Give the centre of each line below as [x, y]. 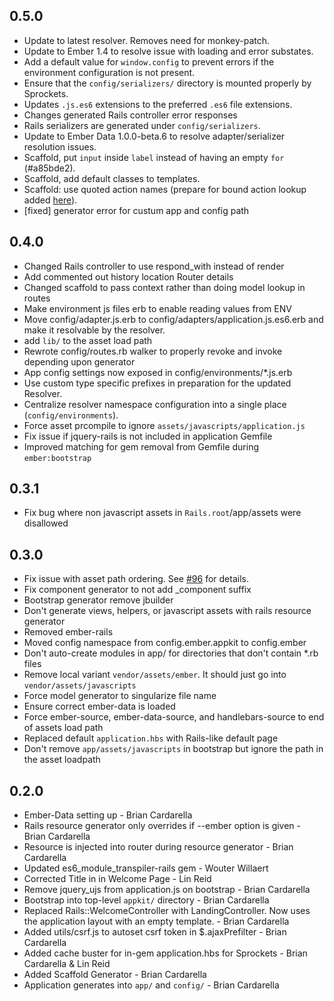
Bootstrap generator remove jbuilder [98, 600]
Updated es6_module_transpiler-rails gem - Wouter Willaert [146, 868]
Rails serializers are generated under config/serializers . [142, 125]
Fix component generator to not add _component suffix [137, 590]
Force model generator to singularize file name [120, 696]
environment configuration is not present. [109, 72]
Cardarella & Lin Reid [67, 964]
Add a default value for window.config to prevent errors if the [149, 61]
